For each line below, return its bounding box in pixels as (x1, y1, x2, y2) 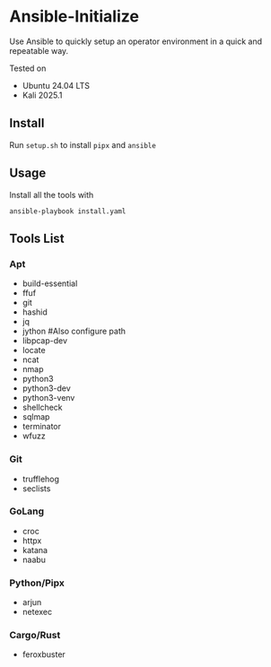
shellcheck (22, 402, 63, 413)
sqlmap (22, 411, 50, 422)
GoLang (9, 505, 45, 517)
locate (22, 345, 47, 356)
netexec (22, 607, 53, 618)
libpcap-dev (22, 335, 68, 346)
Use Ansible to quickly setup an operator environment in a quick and (9, 36, 263, 47)
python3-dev (22, 383, 72, 394)
